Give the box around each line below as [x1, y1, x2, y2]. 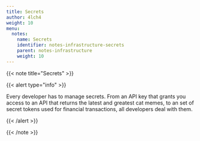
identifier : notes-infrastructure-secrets [17, 42, 125, 48]
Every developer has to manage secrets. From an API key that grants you [6, 93, 186, 100]
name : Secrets [17, 36, 52, 42]
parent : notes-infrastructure [17, 48, 93, 54]
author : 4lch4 [6, 14, 42, 20]
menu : [6, 25, 20, 32]
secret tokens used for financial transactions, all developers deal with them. [6, 105, 193, 112]
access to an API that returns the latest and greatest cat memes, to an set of [6, 99, 195, 106]
